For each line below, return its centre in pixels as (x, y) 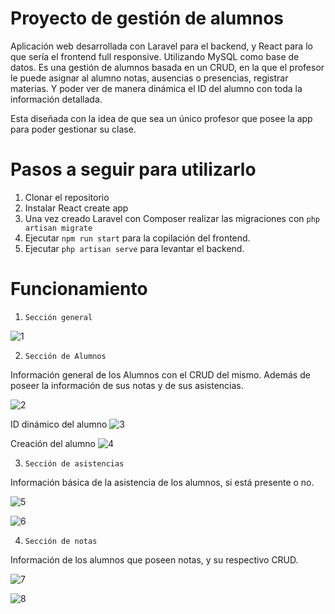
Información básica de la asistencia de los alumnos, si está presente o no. (162, 482)
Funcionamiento (79, 289)
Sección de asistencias (74, 463)
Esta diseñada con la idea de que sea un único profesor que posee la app (161, 118)
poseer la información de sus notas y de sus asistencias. (127, 385)
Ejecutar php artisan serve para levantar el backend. (134, 248)
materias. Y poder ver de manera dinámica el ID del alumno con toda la (156, 88)
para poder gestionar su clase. (73, 129)
